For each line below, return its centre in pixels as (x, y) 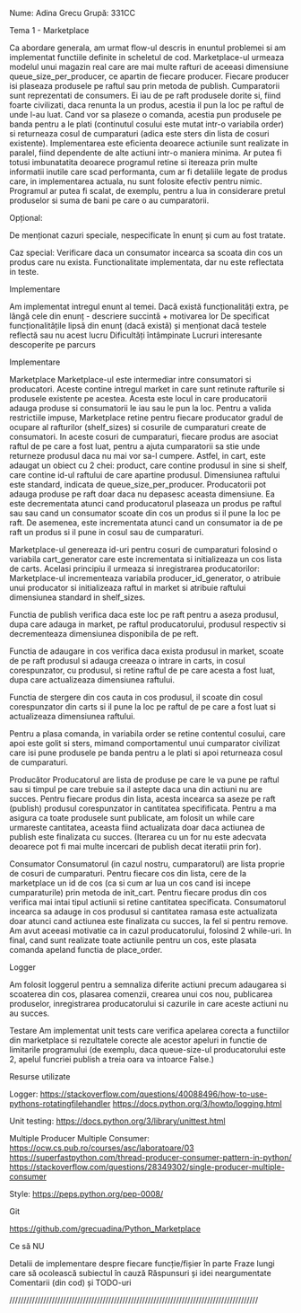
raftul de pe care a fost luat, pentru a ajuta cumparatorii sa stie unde (135, 446)
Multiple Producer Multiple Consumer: (79, 1138)
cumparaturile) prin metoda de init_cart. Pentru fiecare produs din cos (138, 892)
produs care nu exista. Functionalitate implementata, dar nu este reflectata (146, 262)
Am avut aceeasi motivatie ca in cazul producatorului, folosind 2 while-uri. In (150, 930)
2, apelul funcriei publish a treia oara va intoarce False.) (112, 1059)
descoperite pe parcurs (52, 344)
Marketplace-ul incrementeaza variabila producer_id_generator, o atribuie (145, 578)
